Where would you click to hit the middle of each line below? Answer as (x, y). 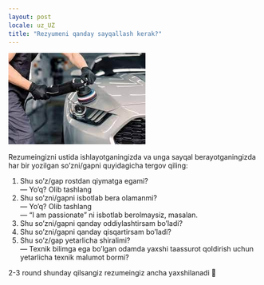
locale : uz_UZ (32, 25)
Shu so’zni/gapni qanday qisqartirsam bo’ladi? (95, 232)
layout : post (30, 17)
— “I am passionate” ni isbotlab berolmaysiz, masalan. (108, 215)
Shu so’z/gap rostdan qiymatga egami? (84, 181)
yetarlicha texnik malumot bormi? (74, 257)
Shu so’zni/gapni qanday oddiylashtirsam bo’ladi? (101, 224)
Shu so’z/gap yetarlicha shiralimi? (75, 240)
